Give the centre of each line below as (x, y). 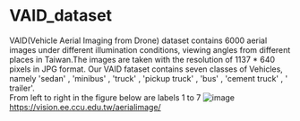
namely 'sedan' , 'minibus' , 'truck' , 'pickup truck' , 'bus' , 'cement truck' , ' (149, 78)
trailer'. (22, 88)
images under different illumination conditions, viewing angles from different (150, 49)
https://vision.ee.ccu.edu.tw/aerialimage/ (85, 107)
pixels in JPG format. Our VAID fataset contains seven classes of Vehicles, (146, 69)
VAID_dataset (61, 16)
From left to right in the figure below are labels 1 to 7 (105, 97)
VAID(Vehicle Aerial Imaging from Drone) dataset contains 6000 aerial (138, 40)
